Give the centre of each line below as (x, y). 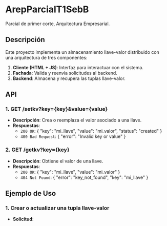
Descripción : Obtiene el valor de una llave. (58, 161)
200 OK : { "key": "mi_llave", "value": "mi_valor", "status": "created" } (91, 131)
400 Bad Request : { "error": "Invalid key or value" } (73, 136)
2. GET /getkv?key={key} (38, 150)
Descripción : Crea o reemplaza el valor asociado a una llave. (77, 120)
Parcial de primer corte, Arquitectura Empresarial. (58, 24)
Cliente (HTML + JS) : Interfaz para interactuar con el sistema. (78, 67)
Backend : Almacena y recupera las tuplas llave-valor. (69, 78)
